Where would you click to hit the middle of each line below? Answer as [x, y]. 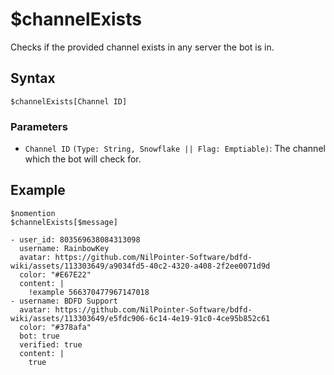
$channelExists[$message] [64, 222]
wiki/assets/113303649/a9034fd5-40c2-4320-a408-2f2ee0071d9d [140, 266]
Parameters [39, 126]
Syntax [33, 78]
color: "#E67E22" [55, 274]
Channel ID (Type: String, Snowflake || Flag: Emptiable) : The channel [175, 149]
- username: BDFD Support [64, 301]
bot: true [39, 336]
